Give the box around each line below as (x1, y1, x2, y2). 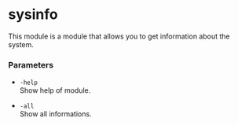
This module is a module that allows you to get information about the (8, 31, 230, 41)
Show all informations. (19, 109, 92, 119)
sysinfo (8, 6, 58, 24)
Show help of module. (19, 86, 91, 95)
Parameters (8, 59, 53, 70)
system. (8, 39, 34, 49)
